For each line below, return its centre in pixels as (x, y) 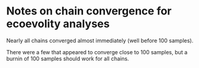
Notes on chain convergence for (89, 11)
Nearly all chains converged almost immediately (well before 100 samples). (100, 40)
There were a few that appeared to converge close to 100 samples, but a (97, 52)
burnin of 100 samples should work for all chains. (68, 58)
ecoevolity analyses (58, 24)
